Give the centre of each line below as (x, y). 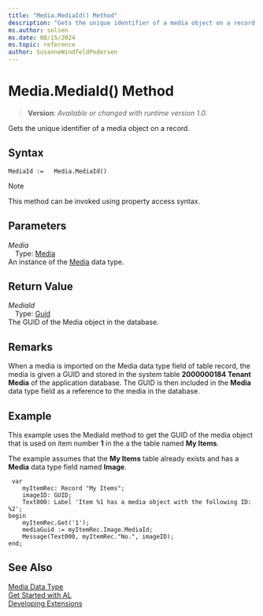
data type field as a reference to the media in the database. (104, 391)
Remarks (31, 347)
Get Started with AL (40, 595)
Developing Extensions (45, 603)
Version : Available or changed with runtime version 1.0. (117, 113)
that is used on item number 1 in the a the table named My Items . (113, 443)
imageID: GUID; (47, 495)
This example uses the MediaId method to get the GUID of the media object (131, 435)
